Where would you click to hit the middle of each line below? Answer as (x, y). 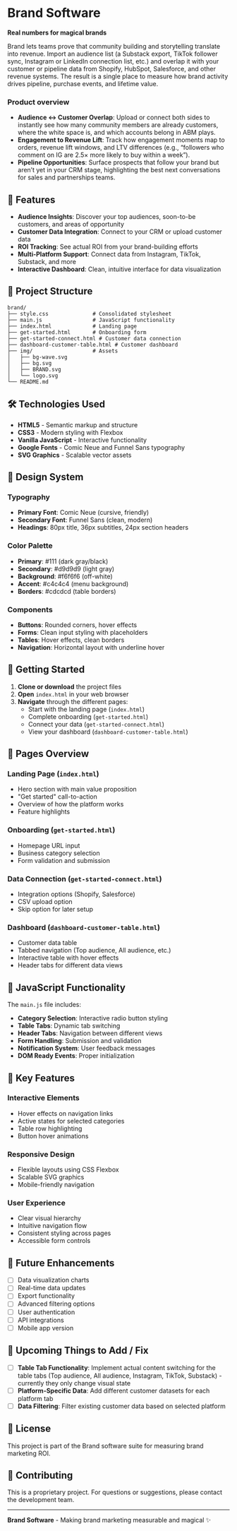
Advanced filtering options (56, 1304)
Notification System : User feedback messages (86, 1048)
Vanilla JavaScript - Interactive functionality (82, 440)
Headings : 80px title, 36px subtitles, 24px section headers (103, 528)
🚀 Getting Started (46, 670)
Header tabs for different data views (70, 965)
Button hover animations (53, 1136)
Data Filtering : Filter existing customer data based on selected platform (121, 1406)
